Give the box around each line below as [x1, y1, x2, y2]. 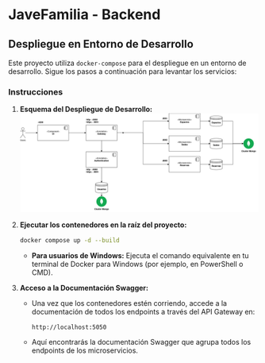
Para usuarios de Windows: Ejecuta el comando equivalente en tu [31, 251, 249, 260]
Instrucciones [8, 86, 63, 97]
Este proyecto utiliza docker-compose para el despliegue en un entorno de [8, 58, 248, 68]
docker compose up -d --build [19, 237, 121, 245]
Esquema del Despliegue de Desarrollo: [19, 105, 153, 114]
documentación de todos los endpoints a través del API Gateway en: [31, 307, 255, 316]
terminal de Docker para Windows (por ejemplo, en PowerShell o [31, 260, 244, 268]
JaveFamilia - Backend [8, 6, 161, 24]
